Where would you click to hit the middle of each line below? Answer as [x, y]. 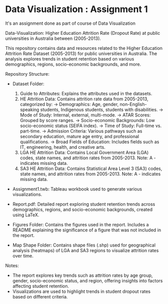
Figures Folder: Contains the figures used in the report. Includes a [81, 224]
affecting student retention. [41, 286]
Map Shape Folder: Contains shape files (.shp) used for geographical [84, 245]
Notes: [12, 265]
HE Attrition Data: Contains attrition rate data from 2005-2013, [84, 99]
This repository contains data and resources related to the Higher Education [84, 48]
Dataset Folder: [28, 84]
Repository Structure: [27, 74]
